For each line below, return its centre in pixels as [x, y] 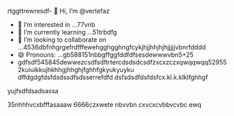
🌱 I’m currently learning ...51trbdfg [67, 32]
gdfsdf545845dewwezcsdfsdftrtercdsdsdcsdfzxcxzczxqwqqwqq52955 [122, 62]
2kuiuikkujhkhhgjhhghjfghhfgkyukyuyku [76, 70]
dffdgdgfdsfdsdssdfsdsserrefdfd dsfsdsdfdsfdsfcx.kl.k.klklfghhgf [113, 77]
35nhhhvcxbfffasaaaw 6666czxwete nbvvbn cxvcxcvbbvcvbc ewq [104, 105]
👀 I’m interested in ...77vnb [56, 24]
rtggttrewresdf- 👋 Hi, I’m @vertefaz [59, 11]
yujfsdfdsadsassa [33, 91]
